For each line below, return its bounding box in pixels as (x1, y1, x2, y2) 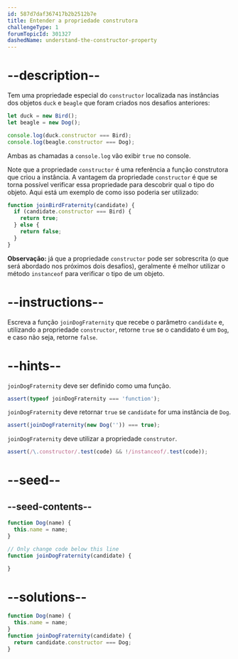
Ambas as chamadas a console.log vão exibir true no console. (7, 151, 191, 160)
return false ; (20, 228, 62, 236)
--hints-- (7, 357, 62, 374)
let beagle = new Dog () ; (7, 119, 81, 126)
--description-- (7, 68, 101, 84)
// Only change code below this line (7, 545, 119, 552)
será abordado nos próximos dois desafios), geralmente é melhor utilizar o (7, 261, 226, 270)
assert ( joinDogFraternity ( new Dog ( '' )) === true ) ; (7, 421, 161, 429)
